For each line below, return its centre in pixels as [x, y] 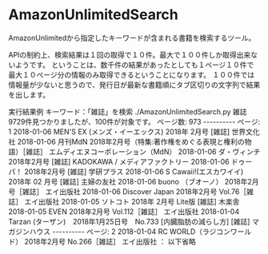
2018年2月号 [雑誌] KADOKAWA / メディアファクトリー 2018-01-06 [119, 161]
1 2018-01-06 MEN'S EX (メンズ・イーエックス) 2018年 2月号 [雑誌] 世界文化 [134, 131]
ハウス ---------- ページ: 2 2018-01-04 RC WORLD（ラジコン [130, 231]
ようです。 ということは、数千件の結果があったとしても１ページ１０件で [134, 65]
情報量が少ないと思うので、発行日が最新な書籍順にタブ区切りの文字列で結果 [134, 85]
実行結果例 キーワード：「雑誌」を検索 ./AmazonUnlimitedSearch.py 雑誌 [128, 111]
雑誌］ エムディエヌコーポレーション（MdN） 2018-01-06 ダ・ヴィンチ [143, 151]
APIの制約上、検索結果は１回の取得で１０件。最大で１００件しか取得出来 [130, 54]
